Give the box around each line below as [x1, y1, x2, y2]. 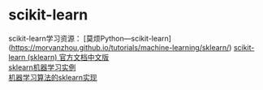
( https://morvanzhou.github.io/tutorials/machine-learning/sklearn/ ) [8, 42, 232, 52]
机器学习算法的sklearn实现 [8, 72, 97, 82]
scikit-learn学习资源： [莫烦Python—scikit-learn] [8, 33, 172, 43]
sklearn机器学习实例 [8, 62, 76, 72]
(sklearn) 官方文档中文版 [27, 52, 110, 62]
